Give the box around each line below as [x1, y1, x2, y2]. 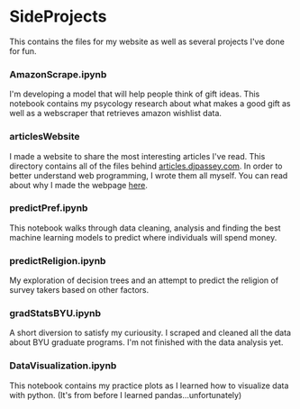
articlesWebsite [9, 131, 80, 143]
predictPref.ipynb [9, 202, 88, 214]
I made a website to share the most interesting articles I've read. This [9, 150, 266, 161]
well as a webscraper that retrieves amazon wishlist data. [9, 108, 223, 119]
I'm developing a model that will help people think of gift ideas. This [9, 88, 260, 100]
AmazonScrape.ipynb [9, 68, 107, 80]
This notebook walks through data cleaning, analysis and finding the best [9, 223, 281, 233]
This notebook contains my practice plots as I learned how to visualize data [9, 380, 289, 391]
